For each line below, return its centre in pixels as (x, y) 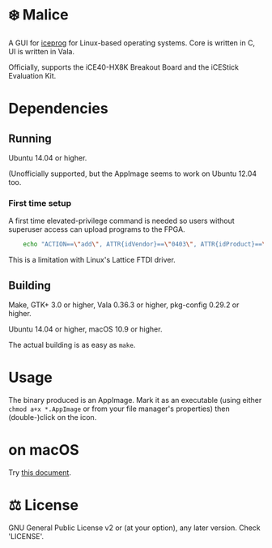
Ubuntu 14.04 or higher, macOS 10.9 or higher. (85, 329)
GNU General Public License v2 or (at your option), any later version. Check (134, 528)
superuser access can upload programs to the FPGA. (97, 229)
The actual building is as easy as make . (72, 345)
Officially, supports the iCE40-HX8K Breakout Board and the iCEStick (123, 67)
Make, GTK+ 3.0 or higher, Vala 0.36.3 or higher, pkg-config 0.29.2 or (124, 305)
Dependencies (58, 109)
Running (30, 138)
